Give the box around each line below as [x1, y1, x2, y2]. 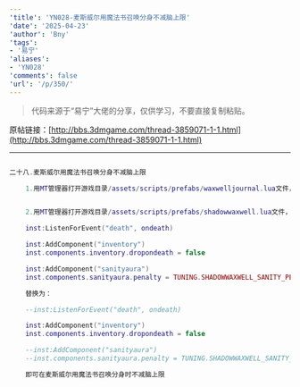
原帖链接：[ [9, 124, 52, 135]
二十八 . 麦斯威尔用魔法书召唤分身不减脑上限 [9, 167, 147, 177]
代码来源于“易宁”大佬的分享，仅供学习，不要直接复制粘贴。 [30, 105, 250, 116]
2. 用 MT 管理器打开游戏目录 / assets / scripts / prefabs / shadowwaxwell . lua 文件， [25, 207, 292, 217]
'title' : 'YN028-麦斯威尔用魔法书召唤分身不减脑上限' [9, 13, 190, 22]
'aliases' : [9, 55, 50, 63]
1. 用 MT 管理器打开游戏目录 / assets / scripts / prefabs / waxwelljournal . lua [25, 184, 277, 193]
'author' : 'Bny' [9, 29, 70, 38]
